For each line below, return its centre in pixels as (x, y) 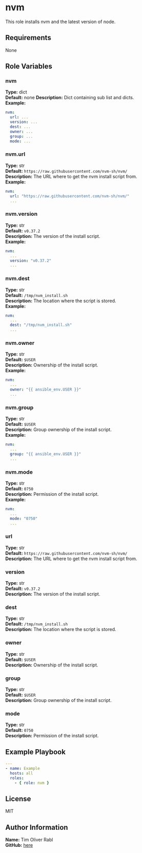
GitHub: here (19, 845)
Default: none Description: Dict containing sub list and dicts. (70, 98)
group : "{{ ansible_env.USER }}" (46, 454)
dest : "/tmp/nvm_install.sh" (41, 325)
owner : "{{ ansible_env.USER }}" (46, 390)
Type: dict (16, 92)
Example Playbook (35, 752)
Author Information (37, 827)
